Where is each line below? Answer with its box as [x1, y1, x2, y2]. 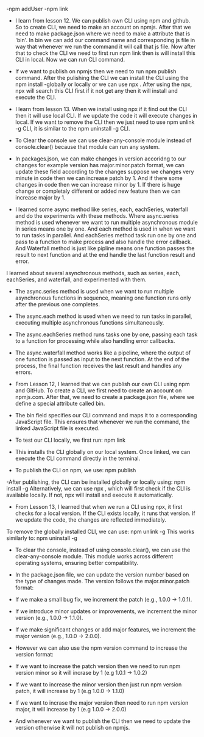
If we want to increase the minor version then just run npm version [15, 681, 182, 688]
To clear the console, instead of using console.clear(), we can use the [15, 546, 191, 553]
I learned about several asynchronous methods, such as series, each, [6, 270, 181, 276]
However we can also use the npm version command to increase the [15, 644, 188, 652]
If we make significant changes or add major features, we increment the [15, 626, 196, 633]
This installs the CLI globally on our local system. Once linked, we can [15, 448, 191, 455]
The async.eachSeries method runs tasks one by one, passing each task [15, 331, 198, 338]
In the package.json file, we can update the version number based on [15, 571, 189, 578]
